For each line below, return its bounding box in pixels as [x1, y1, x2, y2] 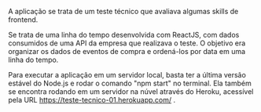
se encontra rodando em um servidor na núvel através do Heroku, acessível [8, 87, 254, 96]
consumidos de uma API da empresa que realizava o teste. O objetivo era [8, 38, 246, 48]
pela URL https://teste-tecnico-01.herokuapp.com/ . [8, 96, 175, 104]
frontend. [8, 15, 39, 24]
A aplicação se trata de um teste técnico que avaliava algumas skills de [8, 7, 239, 16]
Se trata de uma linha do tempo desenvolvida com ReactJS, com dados [8, 31, 240, 39]
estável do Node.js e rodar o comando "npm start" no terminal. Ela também [8, 78, 252, 88]
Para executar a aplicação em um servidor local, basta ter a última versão [8, 70, 246, 79]
